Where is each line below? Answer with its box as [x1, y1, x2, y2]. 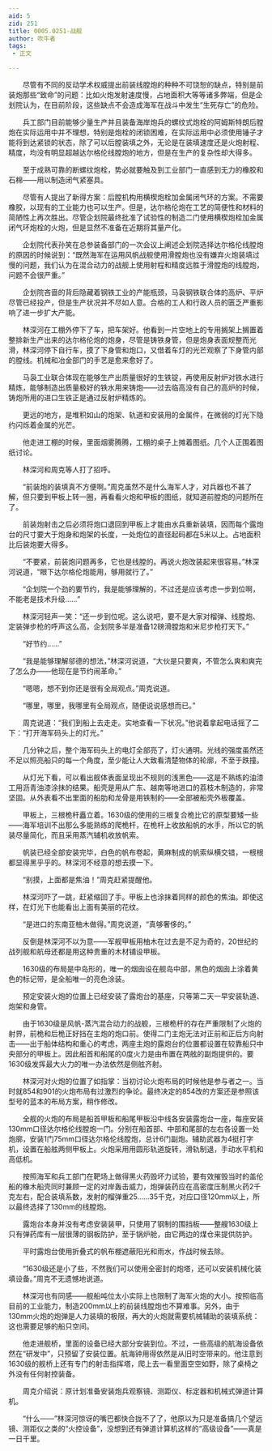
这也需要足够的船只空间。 [8, 1321, 94, 1331]
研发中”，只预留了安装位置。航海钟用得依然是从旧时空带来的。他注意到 [25, 1349, 263, 1358]
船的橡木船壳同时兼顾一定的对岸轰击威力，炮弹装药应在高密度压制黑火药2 [8, 1182, 254, 1191]
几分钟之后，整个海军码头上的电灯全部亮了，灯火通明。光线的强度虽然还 [22, 745, 264, 754]
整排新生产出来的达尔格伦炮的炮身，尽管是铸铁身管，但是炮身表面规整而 [8, 335, 249, 344]
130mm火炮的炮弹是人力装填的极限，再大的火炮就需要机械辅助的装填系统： [8, 1312, 260, 1321]
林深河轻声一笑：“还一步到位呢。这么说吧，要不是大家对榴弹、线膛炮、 [22, 612, 261, 621]
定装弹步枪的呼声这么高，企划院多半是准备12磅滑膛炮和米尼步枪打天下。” [8, 621, 249, 631]
